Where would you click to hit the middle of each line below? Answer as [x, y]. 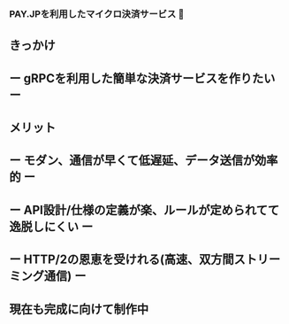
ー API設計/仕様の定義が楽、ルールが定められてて [144, 210]
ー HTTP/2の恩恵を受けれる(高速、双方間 [122, 260]
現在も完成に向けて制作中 [79, 309]
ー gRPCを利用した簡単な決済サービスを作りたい [142, 78]
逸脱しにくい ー [51, 226]
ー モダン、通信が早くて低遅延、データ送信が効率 [144, 161]
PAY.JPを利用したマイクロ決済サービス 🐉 [97, 13]
